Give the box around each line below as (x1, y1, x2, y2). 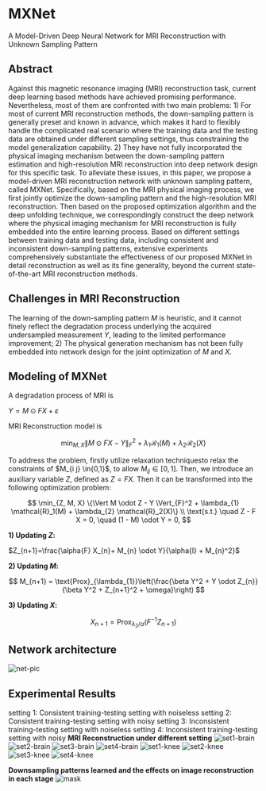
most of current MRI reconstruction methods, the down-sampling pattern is (8, 109, 254, 118)
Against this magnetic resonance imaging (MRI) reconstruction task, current (8, 83, 256, 93)
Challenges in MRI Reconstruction (8, 292, 180, 305)
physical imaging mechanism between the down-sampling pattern (8, 151, 225, 160)
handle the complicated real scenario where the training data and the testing (8, 125, 258, 135)
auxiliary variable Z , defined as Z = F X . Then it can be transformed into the (8, 474, 253, 484)
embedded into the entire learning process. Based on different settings (8, 227, 240, 236)
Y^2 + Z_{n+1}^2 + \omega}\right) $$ (83, 585, 205, 594)
